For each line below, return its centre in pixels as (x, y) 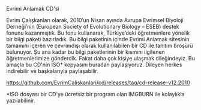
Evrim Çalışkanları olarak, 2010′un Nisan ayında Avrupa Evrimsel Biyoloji (95, 20)
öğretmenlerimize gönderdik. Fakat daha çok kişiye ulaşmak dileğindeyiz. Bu (100, 58)
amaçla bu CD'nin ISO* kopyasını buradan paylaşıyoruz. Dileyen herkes (94, 65)
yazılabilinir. (21, 100)
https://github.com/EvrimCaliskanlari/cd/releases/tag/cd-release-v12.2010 (98, 82)
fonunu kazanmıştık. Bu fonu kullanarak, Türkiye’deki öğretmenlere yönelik (98, 33)
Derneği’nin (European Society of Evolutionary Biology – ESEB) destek (93, 27)
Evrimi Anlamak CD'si (33, 9)
